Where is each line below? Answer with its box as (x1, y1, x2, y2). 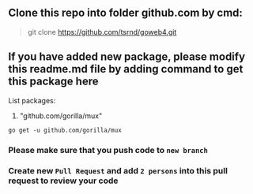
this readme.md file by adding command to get (8, 62, 244, 76)
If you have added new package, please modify (8, 50, 246, 64)
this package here (8, 75, 99, 88)
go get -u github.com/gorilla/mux (8, 126, 123, 134)
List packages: (8, 95, 56, 105)
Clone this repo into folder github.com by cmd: (8, 6, 244, 20)
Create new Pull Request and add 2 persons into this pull (8, 166, 228, 177)
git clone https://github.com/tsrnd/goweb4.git (27, 27, 177, 36)
